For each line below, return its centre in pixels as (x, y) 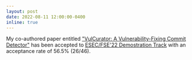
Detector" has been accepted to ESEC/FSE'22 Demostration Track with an (96, 45)
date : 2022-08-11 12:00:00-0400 (46, 17)
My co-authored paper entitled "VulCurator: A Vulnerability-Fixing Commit (96, 39)
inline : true (22, 22)
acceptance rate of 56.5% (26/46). (49, 51)
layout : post (22, 11)
